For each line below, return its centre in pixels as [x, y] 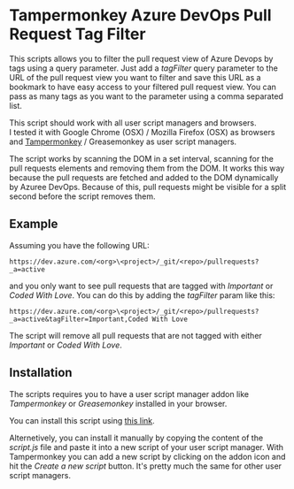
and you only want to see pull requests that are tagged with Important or [141, 286]
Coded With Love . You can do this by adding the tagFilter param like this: [142, 295]
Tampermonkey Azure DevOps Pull [140, 15]
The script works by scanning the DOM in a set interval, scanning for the [142, 158]
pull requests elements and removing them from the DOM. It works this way [147, 168]
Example [34, 224]
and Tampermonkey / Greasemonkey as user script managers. [123, 141]
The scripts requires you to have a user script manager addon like [129, 393]
